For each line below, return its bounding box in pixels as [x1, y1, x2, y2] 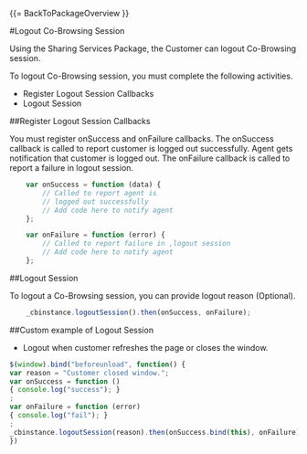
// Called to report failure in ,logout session [42, 239, 231, 248]
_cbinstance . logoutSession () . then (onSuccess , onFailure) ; [26, 308, 251, 317]
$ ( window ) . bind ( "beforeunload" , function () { [9, 360, 185, 369]
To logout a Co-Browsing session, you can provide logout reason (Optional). [9, 290, 296, 301]
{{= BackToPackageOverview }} [9, 8, 130, 18]
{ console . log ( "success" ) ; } [9, 385, 121, 395]
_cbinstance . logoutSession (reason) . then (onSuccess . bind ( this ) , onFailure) [9, 428, 301, 437]
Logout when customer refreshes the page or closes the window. [22, 342, 269, 353]
